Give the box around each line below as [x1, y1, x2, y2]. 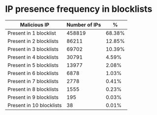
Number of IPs [66, 21, 101, 28]
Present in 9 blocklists [7, 94, 59, 101]
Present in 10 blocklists [7, 102, 62, 109]
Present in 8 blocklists [7, 85, 59, 92]
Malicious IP [20, 21, 50, 28]
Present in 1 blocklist [7, 30, 56, 37]
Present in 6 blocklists [7, 70, 59, 77]
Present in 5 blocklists [7, 62, 59, 69]
